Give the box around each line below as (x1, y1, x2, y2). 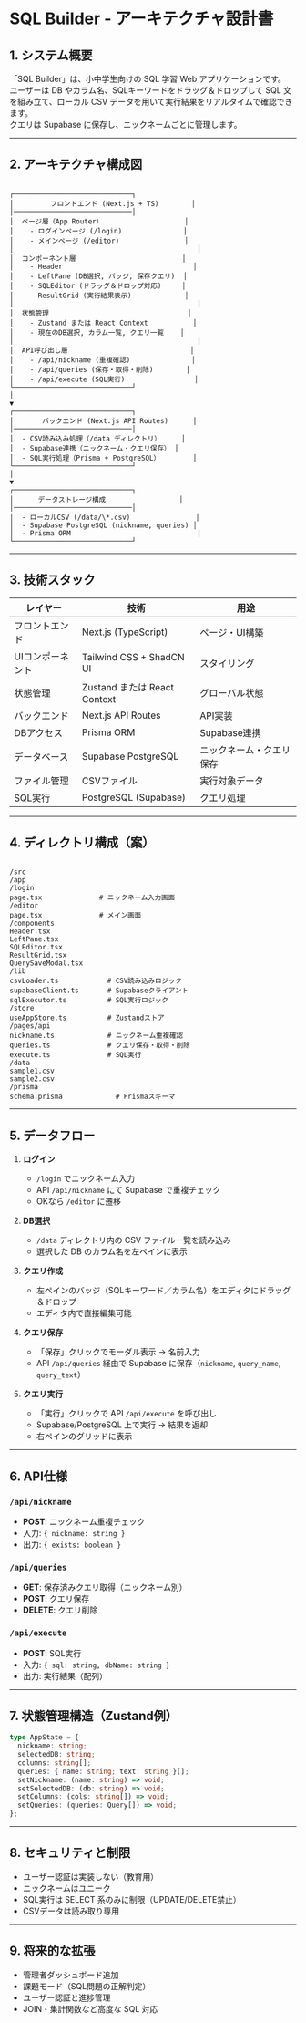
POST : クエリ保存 (22, 1593, 90, 1604)
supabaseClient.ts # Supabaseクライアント (9, 986, 189, 995)
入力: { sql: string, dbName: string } (22, 1659, 170, 1670)
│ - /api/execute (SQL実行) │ (9, 375, 199, 384)
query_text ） (36, 1369, 87, 1380)
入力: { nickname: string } (22, 1527, 126, 1538)
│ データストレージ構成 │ (9, 494, 184, 504)
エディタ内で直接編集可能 (36, 1308, 132, 1319)
